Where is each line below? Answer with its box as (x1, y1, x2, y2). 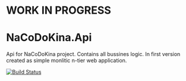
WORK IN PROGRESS (6, 4, 112, 17)
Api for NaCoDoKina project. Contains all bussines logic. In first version (6, 51, 181, 58)
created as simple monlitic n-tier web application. (6, 57, 127, 64)
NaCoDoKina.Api (6, 31, 92, 45)
